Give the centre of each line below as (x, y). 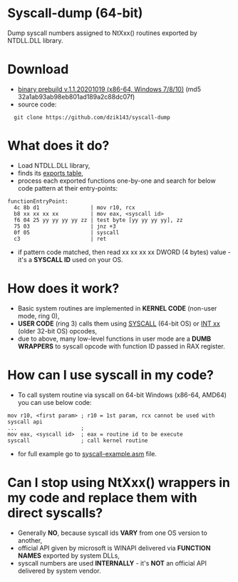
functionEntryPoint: (38, 201)
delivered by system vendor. (59, 571)
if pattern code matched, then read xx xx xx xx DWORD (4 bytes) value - (124, 252)
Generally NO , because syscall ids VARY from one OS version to (113, 533)
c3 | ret (60, 239)
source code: (37, 104)
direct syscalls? (55, 513)
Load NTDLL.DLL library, (54, 165)
